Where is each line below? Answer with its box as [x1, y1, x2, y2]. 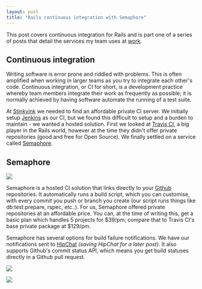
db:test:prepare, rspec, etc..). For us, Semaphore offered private [6, 204, 165, 211]
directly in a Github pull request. [6, 254, 85, 261]
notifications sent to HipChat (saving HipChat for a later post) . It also [6, 241, 177, 248]
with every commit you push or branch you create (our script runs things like [6, 197, 196, 204]
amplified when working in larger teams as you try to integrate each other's [6, 77, 193, 84]
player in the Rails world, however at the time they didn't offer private [6, 127, 177, 134]
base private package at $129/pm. [6, 223, 91, 230]
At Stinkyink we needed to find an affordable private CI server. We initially [6, 108, 188, 115]
